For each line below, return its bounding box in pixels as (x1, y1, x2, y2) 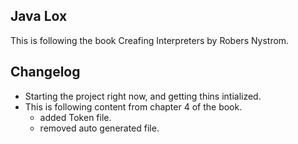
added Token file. (39, 111, 112, 123)
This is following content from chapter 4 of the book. (24, 100, 243, 113)
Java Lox (10, 8, 68, 25)
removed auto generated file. (39, 122, 160, 134)
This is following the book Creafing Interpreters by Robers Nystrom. (10, 34, 290, 46)
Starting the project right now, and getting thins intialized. (24, 90, 262, 102)
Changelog (10, 64, 81, 81)
